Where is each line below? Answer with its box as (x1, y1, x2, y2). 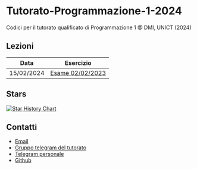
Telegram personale (14, 151, 64, 158)
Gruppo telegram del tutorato (14, 144, 87, 151)
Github (14, 157, 32, 164)
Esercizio (64, 58, 92, 67)
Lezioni (6, 41, 34, 51)
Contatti (6, 122, 37, 132)
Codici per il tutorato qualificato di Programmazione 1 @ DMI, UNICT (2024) (6, 24, 192, 31)
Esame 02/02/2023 (50, 68, 106, 77)
